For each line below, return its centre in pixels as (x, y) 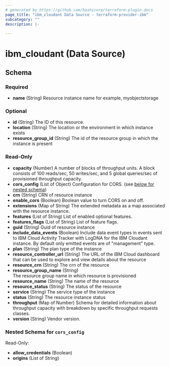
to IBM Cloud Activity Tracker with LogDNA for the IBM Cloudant (80, 238)
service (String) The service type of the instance (64, 291)
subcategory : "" (22, 19)
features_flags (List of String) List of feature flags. (65, 222)
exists (19, 133)
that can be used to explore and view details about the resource (79, 260)
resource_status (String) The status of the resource (67, 286)
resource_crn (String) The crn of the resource (61, 265)
